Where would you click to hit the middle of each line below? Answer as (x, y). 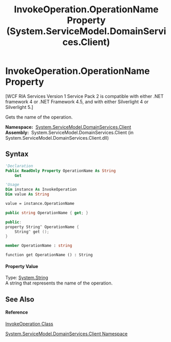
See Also (20, 299)
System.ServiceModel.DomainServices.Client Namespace (66, 334)
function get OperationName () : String (49, 255)
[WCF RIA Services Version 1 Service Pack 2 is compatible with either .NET (84, 96)
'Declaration (19, 166)
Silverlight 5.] (19, 107)
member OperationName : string (39, 246)
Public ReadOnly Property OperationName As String (61, 170)
